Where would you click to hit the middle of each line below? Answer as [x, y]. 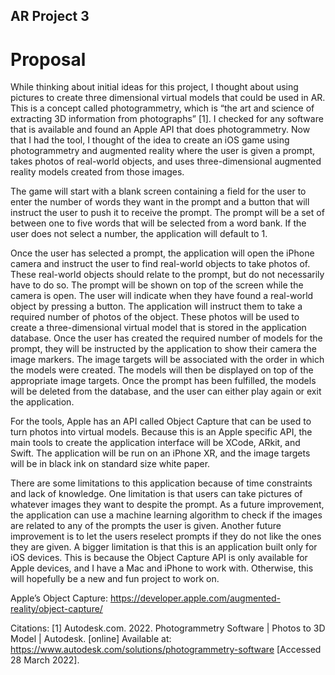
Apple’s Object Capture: [59, 598]
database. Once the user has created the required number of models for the [166, 338]
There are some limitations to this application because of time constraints [161, 483]
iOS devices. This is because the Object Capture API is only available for [159, 558]
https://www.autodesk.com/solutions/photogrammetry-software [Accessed [166, 650]
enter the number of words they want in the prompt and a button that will [160, 202]
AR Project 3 [50, 16]
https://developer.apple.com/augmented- [195, 598]
